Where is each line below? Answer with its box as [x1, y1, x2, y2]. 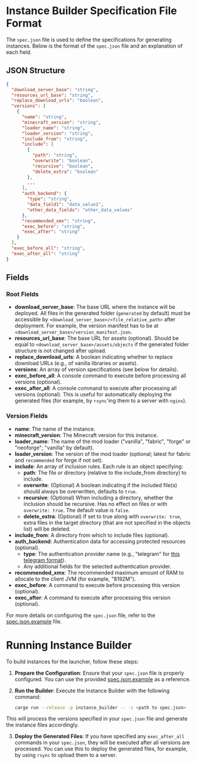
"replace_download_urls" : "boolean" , [11, 98, 104, 104]
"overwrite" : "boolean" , [32, 158, 94, 164]
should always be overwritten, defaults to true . [23, 488, 137, 495]
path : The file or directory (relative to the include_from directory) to [23, 469, 187, 476]
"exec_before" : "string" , [21, 223, 85, 229]
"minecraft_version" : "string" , [21, 119, 101, 125]
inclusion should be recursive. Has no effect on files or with [23, 500, 168, 507]
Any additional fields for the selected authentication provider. [23, 563, 172, 570]
